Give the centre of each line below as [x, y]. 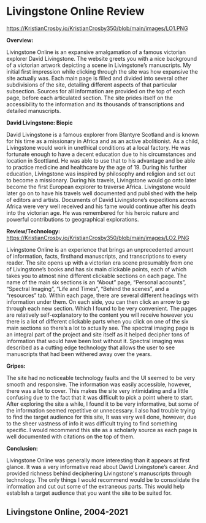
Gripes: [16, 366]
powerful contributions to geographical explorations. [73, 219]
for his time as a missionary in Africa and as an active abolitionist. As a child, [103, 141]
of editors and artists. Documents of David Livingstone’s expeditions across [102, 200]
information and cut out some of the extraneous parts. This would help [96, 486]
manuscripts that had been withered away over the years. [79, 354]
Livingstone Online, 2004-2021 [67, 512]
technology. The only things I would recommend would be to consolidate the [103, 479]
